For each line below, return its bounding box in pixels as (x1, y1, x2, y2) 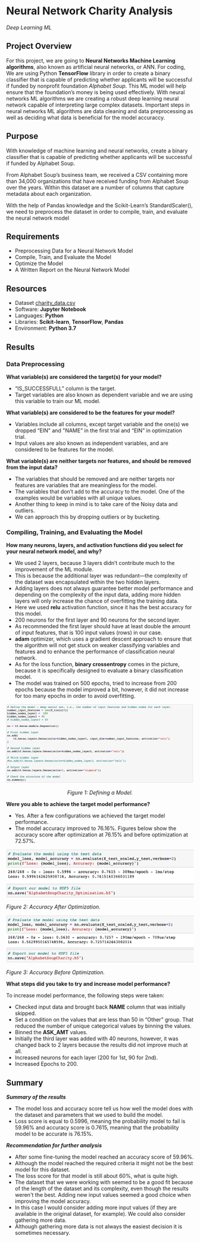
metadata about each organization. (6, 190, 92, 197)
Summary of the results (6, 1093, 67, 1100)
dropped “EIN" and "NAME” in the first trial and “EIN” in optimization (14, 427, 183, 434)
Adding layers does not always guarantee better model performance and (14, 585, 193, 592)
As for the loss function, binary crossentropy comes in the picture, (14, 661, 180, 668)
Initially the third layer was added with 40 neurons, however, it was (14, 1035, 179, 1043)
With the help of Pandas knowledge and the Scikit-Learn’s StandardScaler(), (6, 201, 193, 209)
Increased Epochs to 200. (14, 1060, 79, 1068)
